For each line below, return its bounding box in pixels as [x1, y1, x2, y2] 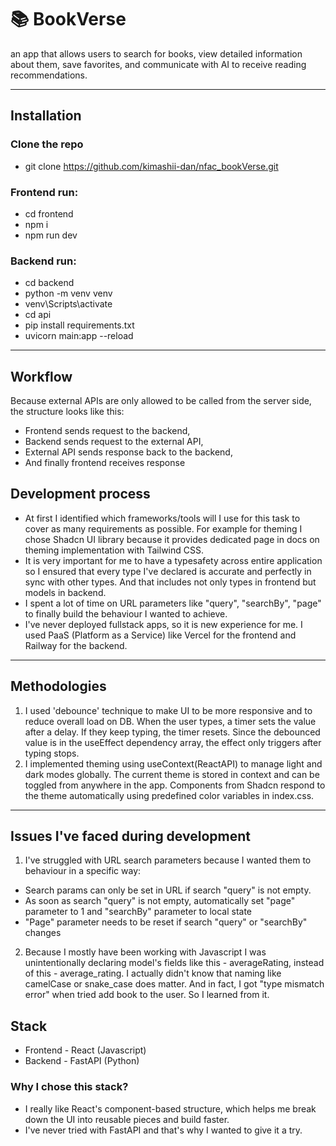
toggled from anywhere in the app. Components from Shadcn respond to [24, 779, 326, 791]
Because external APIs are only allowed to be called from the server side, [10, 395, 312, 407]
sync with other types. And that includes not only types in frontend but [24, 576, 317, 588]
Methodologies [10, 678, 107, 695]
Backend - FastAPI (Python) [24, 1055, 140, 1067]
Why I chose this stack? [10, 1080, 129, 1094]
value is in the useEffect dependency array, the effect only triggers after [24, 736, 322, 748]
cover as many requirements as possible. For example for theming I [24, 522, 303, 535]
